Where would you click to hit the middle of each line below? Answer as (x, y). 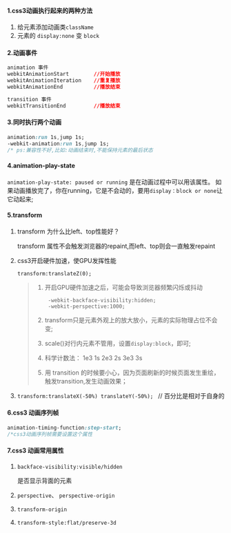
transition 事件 (29, 99)
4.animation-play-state (41, 166)
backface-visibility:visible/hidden (70, 467)
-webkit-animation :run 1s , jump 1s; (58, 144)
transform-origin (42, 510)
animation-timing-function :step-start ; (64, 428)
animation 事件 (28, 68)
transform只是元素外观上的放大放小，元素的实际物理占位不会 (131, 320)
